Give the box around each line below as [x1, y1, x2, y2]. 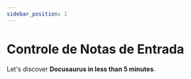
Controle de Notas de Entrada [6, 41, 185, 57]
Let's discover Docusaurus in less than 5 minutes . [6, 65, 155, 73]
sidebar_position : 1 [6, 10, 68, 18]
